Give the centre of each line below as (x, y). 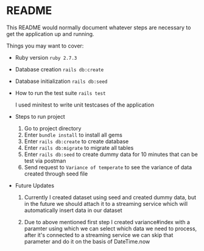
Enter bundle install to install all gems (73, 135)
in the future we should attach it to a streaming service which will (106, 203)
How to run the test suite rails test (60, 93)
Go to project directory (53, 128)
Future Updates (35, 185)
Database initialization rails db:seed (61, 81)
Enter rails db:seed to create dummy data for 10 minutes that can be (111, 154)
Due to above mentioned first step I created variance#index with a (107, 222)
